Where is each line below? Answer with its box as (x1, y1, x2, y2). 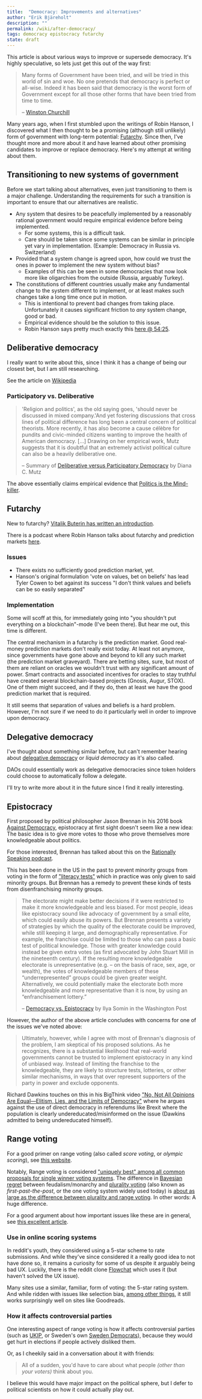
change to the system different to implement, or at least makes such (15, 287, 185, 294)
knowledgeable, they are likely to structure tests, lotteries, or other (21, 1066, 187, 1073)
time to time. (21, 97, 53, 104)
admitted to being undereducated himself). (7, 1116, 113, 1123)
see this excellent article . (7, 1218, 69, 1225)
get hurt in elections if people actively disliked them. (7, 1338, 136, 1345)
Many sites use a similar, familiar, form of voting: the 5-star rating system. (7, 1284, 189, 1291)
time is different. (7, 627, 47, 634)
